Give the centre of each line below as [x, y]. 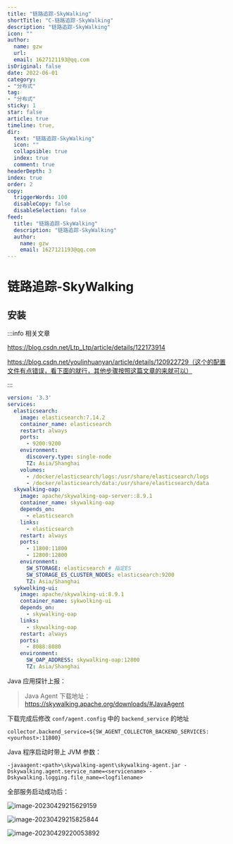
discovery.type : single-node [69, 457]
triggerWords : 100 [41, 197]
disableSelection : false [50, 211]
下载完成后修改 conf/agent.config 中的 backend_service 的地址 [98, 718]
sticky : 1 [22, 106]
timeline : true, [31, 125]
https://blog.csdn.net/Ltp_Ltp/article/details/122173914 [86, 348]
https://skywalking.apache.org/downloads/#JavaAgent [104, 704]
